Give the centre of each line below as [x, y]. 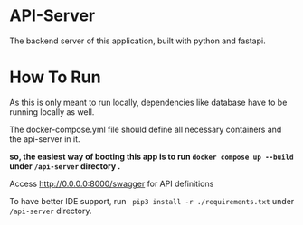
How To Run [55, 77]
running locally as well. [52, 112]
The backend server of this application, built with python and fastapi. [137, 41]
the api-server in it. [45, 139]
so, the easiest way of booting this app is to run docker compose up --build [151, 156]
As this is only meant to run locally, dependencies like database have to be [148, 102]
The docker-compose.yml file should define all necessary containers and [146, 129]
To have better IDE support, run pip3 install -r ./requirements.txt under [152, 201]
